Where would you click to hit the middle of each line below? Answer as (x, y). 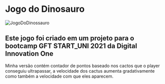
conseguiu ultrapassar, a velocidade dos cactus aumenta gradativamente (80, 71)
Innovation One (29, 54)
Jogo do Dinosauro (45, 9)
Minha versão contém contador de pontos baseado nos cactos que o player (82, 66)
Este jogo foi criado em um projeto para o (70, 38)
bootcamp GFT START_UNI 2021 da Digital (71, 46)
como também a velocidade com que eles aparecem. (59, 76)
